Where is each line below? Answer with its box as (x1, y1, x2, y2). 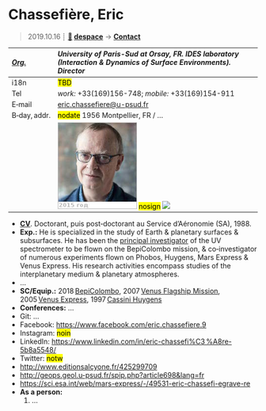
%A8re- (205, 337, 232, 346)
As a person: (19, 387, 63, 397)
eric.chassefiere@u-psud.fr (57, 100, 149, 109)
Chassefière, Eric (8, 6, 124, 24)
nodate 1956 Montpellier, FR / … (57, 111, 164, 120)
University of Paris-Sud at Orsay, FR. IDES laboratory (57, 49, 239, 59)
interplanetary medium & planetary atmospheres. (19, 269, 180, 279)
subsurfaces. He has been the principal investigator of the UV (19, 236, 222, 245)
